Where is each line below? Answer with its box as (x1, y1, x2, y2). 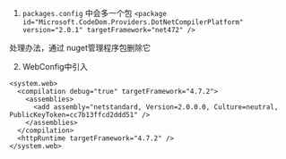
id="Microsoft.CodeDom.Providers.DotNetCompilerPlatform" (22, 18, 244, 27)
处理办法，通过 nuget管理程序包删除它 (9, 43, 151, 53)
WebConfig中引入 (22, 62, 88, 71)
